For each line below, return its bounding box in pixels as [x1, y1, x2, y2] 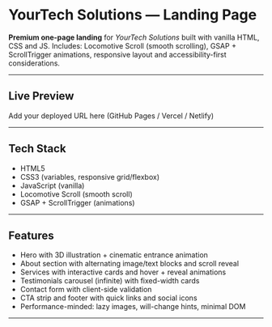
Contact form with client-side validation [19, 285, 152, 295]
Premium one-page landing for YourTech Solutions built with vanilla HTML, [8, 32, 260, 42]
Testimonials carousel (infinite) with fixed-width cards [19, 276, 200, 286]
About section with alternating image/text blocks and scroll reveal [19, 259, 240, 269]
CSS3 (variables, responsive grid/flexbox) [19, 172, 160, 181]
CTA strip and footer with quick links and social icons [19, 293, 198, 303]
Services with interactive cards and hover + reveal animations [19, 267, 227, 277]
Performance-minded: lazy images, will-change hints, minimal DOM [19, 302, 246, 312]
